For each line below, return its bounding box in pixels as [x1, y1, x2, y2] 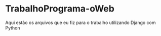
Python [5, 24, 20, 30]
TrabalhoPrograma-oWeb [5, 3, 115, 14]
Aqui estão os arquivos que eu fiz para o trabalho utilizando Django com [5, 19, 156, 25]
